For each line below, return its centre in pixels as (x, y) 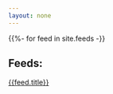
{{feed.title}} (29, 82)
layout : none (30, 16)
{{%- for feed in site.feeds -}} (57, 38)
